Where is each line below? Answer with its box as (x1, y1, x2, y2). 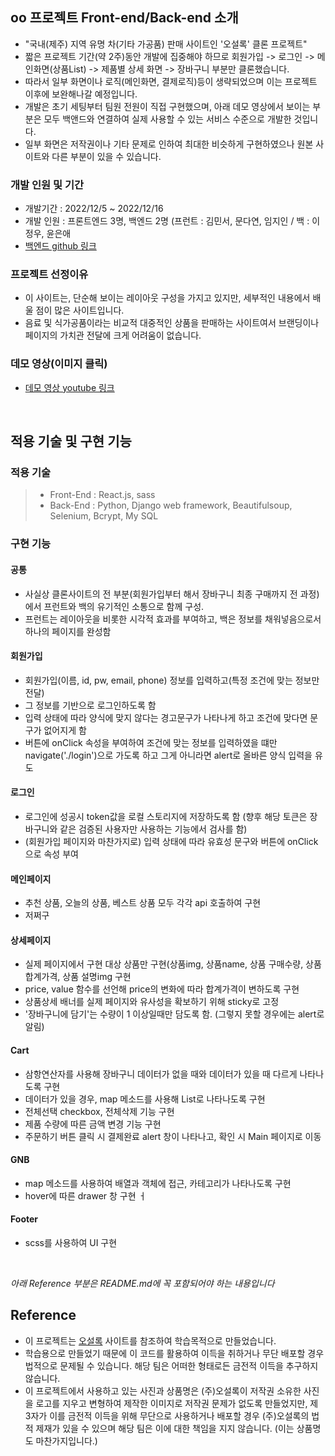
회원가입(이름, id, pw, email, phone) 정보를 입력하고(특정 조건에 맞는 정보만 (24, 674, 320, 686)
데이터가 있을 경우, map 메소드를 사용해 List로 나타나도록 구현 (24, 1093, 266, 1105)
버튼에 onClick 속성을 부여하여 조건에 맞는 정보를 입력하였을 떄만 (24, 736, 278, 748)
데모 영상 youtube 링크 (24, 381, 115, 393)
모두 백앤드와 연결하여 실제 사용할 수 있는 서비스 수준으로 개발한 (43, 113, 292, 125)
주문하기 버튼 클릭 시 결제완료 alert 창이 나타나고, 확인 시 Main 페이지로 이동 (24, 1130, 322, 1142)
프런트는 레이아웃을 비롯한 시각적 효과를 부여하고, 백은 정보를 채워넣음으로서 (24, 613, 322, 625)
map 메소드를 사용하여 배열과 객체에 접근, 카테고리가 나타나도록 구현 (24, 1177, 292, 1189)
